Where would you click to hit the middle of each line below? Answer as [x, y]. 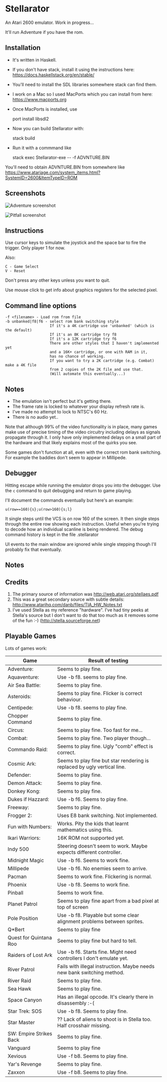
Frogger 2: [20, 815]
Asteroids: [19, 696]
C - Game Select [22, 267]
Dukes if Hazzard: [28, 799]
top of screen [73, 907]
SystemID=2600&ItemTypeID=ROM [42, 178]
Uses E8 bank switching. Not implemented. [107, 815]
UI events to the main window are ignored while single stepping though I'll [81, 544]
